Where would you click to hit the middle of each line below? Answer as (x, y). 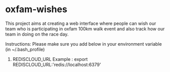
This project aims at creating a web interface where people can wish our (81, 23)
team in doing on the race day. (37, 34)
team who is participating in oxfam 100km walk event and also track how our (85, 28)
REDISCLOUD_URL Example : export (50, 59)
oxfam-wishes (36, 9)
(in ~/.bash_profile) (25, 49)
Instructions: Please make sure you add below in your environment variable (83, 44)
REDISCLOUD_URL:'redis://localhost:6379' (57, 64)
